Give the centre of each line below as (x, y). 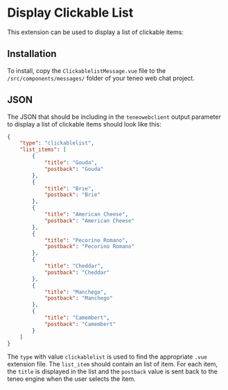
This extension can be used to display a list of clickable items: (95, 32)
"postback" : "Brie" (72, 195)
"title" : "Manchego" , (76, 292)
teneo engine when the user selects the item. (72, 379)
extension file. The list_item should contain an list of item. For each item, (113, 364)
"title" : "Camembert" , (77, 318)
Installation (32, 54)
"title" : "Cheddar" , (74, 266)
